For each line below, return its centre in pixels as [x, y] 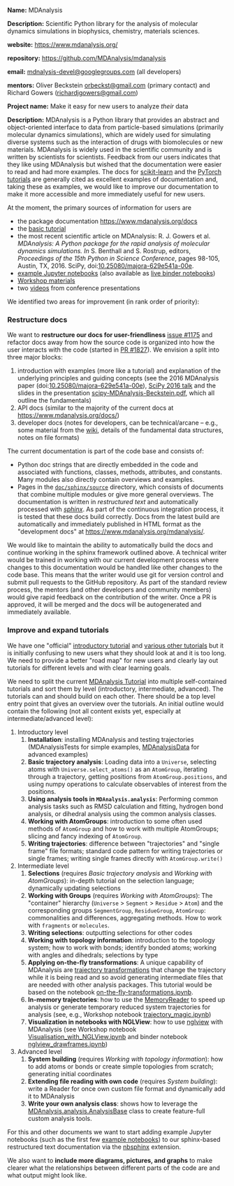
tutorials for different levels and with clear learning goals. [89, 668]
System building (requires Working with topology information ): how [125, 1059]
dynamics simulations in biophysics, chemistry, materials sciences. [104, 31]
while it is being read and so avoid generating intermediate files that [125, 977]
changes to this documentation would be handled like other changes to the [115, 567]
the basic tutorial [42, 229]
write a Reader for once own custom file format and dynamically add [126, 1088]
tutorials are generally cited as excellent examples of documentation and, [113, 179]
